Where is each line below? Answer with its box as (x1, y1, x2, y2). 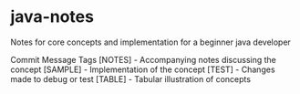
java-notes (10, 6, 95, 27)
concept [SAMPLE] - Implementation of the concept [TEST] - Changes (10, 64, 276, 75)
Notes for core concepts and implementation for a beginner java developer (10, 37, 291, 47)
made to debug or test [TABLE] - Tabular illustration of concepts (10, 73, 252, 84)
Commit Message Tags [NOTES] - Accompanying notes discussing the (10, 54, 276, 65)
